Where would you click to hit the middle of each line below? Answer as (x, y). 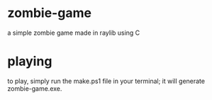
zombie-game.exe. (35, 88)
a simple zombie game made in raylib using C (74, 33)
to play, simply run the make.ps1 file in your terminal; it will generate (106, 81)
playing (30, 61)
